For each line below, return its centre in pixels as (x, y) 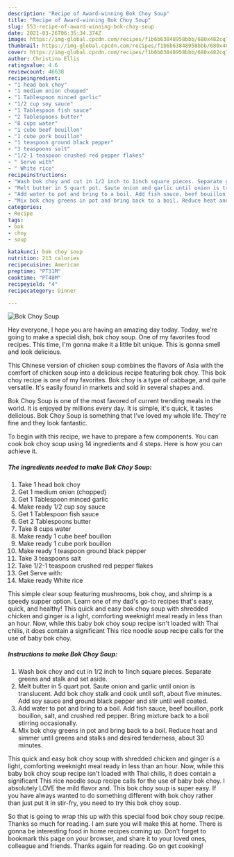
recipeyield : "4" (33, 284)
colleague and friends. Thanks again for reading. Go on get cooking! (106, 846)
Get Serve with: (40, 573)
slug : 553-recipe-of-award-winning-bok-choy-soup (81, 26)
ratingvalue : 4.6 (33, 65)
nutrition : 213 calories (44, 258)
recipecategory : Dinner (42, 291)
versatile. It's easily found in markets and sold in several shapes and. (106, 388)
